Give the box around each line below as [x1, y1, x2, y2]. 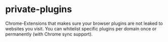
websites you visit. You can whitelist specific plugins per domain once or [5, 25, 157, 31]
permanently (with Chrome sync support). [5, 31, 93, 37]
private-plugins [5, 4, 72, 15]
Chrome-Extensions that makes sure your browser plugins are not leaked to [5, 20, 163, 26]
